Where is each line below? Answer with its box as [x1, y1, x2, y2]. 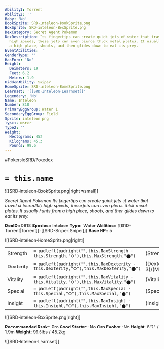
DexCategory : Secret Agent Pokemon [5, 30, 78, 35]
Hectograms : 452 [9, 134, 42, 139]
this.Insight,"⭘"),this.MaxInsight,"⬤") [33, 303, 131, 308]
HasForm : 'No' [5, 57, 34, 62]
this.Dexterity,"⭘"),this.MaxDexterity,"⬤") [33, 266, 141, 271]
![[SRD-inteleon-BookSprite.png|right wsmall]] [5, 188, 99, 194]
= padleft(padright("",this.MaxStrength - [33, 248, 133, 254]
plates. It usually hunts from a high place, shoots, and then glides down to [5, 208, 155, 214]
